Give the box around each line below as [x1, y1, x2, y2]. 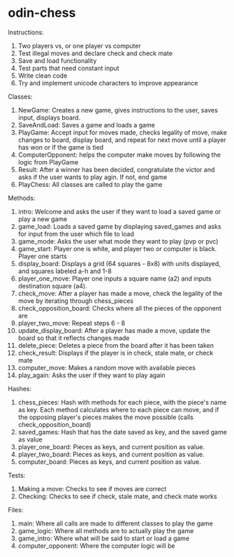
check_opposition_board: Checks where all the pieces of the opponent [17, 304, 222, 312]
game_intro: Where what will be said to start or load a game [17, 534, 190, 542]
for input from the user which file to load [17, 230, 135, 238]
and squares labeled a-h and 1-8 [17, 267, 112, 275]
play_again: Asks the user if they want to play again [17, 371, 166, 379]
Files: [8, 505, 24, 514]
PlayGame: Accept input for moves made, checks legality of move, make [17, 128, 228, 136]
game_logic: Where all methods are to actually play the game [17, 526, 194, 535]
